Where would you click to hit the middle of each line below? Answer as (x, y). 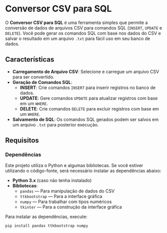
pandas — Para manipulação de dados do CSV (67, 191)
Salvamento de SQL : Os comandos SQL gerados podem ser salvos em (85, 119)
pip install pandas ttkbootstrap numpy (47, 226)
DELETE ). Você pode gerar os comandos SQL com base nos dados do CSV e (83, 33)
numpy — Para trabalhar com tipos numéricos (66, 202)
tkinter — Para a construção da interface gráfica (71, 207)
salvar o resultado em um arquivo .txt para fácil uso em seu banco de (78, 38)
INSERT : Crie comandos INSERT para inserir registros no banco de (88, 87)
